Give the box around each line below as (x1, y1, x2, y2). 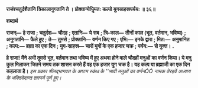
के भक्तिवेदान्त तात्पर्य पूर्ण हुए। (6, 74, 62, 81)
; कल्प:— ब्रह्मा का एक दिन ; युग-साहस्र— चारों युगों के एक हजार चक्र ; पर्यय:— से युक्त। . (6, 43, 174, 50)
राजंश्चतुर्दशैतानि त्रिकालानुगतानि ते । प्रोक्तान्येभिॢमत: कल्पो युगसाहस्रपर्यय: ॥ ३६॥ (6, 6, 155, 12)
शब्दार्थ (6, 18, 18, 24)
